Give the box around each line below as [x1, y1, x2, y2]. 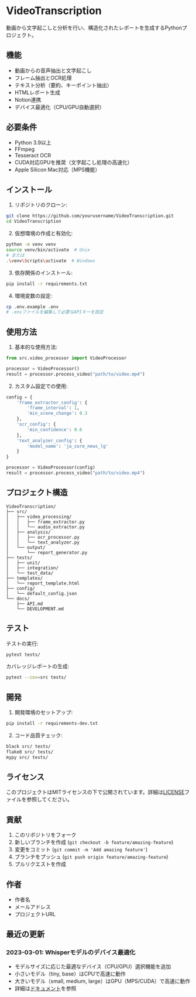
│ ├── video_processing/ [6, 514, 72, 520]
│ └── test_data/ [6, 570, 54, 576]
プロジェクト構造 [6, 487, 68, 498]
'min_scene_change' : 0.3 [27, 411, 88, 417]
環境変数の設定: [14, 292, 53, 299]
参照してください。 [26, 796, 73, 803]
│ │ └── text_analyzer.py [6, 539, 80, 545]
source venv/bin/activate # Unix [6, 247, 91, 253]
